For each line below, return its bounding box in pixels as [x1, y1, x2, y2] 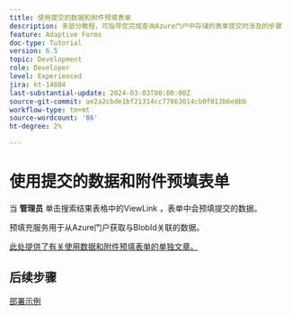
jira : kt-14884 [9, 80, 66, 89]
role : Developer [9, 64, 70, 73]
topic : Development [9, 55, 83, 64]
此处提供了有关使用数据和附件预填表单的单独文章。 [9, 240, 198, 252]
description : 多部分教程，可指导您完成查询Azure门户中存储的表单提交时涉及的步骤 [9, 22, 283, 31]
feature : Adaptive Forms [9, 30, 102, 39]
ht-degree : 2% [9, 122, 63, 131]
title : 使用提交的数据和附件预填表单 [9, 13, 132, 22]
